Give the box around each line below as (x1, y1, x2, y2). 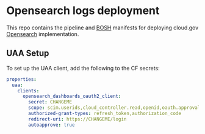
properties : (6, 76, 37, 83)
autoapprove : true (28, 122, 75, 128)
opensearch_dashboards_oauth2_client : (22, 93, 121, 100)
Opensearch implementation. (6, 30, 79, 37)
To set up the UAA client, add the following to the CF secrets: (6, 64, 160, 72)
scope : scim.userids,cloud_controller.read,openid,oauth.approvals (28, 105, 203, 111)
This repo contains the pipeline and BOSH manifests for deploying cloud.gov (6, 24, 199, 31)
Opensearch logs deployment (6, 4, 160, 18)
